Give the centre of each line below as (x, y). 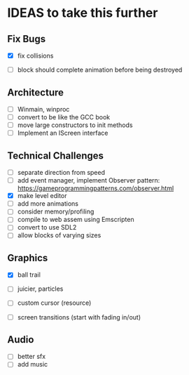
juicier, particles (40, 289)
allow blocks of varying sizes (59, 235)
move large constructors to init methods (75, 125)
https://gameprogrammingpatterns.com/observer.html (96, 188)
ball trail (29, 275)
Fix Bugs (27, 39)
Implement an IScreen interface (63, 133)
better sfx (31, 357)
